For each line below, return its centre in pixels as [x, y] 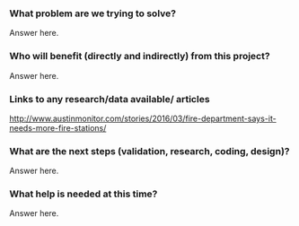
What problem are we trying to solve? [93, 13]
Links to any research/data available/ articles [110, 99]
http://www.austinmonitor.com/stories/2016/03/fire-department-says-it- [143, 118]
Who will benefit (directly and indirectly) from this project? [140, 56]
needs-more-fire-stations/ [58, 127]
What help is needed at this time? [84, 194]
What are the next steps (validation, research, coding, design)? [149, 151]
